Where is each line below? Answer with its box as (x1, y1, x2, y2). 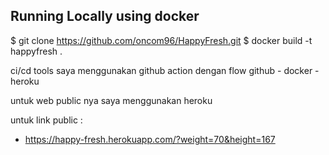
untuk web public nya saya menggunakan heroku (10, 94, 213, 106)
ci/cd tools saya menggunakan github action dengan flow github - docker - (10, 64, 320, 76)
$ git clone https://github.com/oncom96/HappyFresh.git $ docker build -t (10, 34, 313, 46)
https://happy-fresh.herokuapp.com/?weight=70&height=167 (24, 133, 276, 145)
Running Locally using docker (10, 8, 200, 25)
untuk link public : (10, 114, 83, 126)
